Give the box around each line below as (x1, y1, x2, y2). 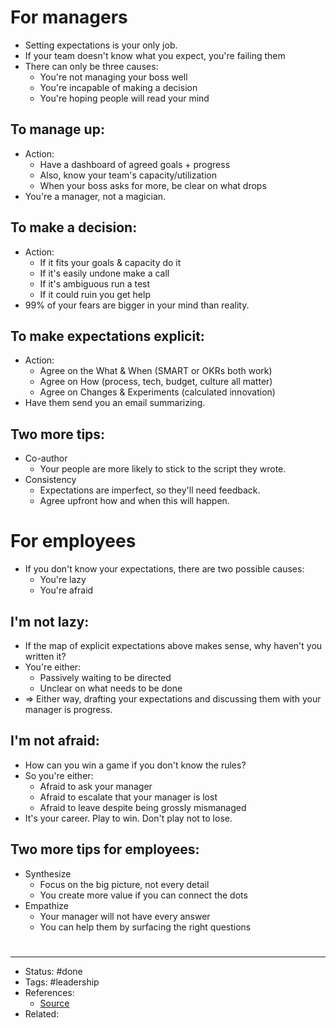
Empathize (24, 899, 69, 911)
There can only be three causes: (24, 60, 159, 72)
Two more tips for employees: (10, 841, 200, 858)
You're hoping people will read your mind (39, 92, 210, 104)
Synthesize (24, 867, 72, 880)
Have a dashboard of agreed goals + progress (39, 158, 231, 170)
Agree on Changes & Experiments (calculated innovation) (39, 386, 276, 398)
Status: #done (24, 965, 83, 977)
